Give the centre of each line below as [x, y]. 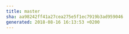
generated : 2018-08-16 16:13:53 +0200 [53, 22]
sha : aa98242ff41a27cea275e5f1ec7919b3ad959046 [65, 17]
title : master [23, 11]
